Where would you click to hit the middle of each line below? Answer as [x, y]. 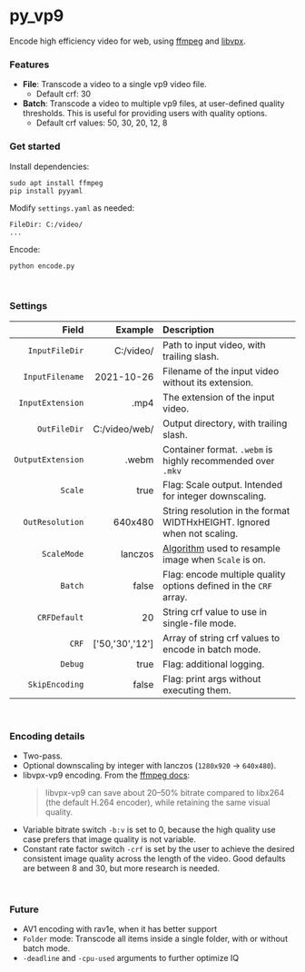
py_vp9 [37, 16]
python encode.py [42, 266]
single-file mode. [200, 623]
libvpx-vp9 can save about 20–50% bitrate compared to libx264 [165, 793]
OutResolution [54, 522]
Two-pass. [43, 756]
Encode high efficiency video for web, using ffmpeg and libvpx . [128, 41]
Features [30, 64]
